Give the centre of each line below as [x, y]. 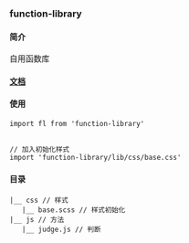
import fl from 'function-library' [77, 123]
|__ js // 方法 [37, 220]
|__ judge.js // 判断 [61, 230]
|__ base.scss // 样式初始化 [73, 210]
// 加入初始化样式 [40, 149]
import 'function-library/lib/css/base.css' [95, 157]
